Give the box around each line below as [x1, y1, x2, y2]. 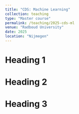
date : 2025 [5, 29, 27, 34]
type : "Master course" [5, 16, 51, 21]
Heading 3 [5, 99, 47, 110]
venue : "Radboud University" [5, 25, 64, 30]
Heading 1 [5, 55, 46, 65]
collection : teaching [5, 12, 49, 16]
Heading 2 [5, 76, 47, 88]
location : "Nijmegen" [5, 34, 49, 39]
